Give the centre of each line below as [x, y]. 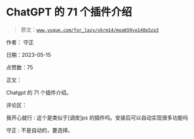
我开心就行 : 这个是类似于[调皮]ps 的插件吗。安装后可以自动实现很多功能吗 [97, 117]
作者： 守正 [20, 42]
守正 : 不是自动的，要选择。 [39, 130]
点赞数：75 [20, 67]
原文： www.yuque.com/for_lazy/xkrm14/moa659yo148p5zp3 [90, 30]
